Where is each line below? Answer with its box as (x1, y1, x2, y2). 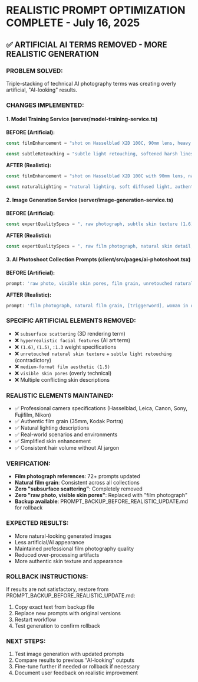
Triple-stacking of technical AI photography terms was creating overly (6, 80, 177, 87)
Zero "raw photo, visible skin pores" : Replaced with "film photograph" (14, 492, 187, 499)
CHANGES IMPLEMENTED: (6, 101, 84, 109)
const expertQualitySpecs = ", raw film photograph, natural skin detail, (6, 243, 194, 249)
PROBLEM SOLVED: (6, 66, 63, 74)
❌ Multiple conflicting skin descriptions (14, 376, 110, 383)
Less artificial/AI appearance (14, 538, 84, 545)
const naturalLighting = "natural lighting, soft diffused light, (6, 184, 173, 190)
